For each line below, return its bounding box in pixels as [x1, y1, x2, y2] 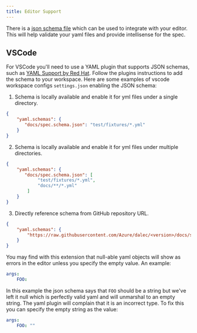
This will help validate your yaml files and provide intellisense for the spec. [6, 30, 186, 38]
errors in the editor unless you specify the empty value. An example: [6, 260, 171, 267]
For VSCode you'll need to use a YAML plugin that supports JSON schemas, [6, 63, 190, 70]
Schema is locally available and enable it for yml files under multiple [14, 143, 179, 150]
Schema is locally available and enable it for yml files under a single [14, 93, 178, 100]
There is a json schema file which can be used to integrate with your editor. [6, 25, 188, 32]
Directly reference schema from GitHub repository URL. [14, 209, 149, 217]
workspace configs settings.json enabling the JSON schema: [6, 82, 157, 89]
